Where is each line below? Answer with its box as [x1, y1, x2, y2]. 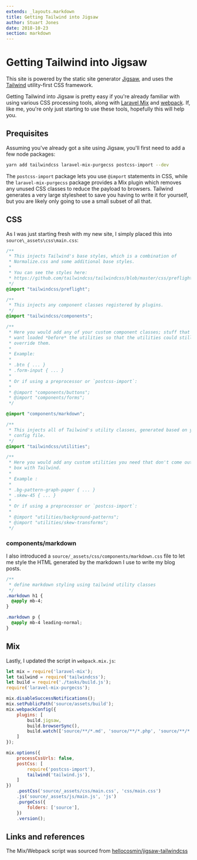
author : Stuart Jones [6, 19, 59, 25]
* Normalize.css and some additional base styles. [8, 259, 135, 265]
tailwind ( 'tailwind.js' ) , [27, 772, 91, 778]
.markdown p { [6, 614, 41, 621]
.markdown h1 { [6, 592, 43, 599]
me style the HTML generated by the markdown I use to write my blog [6, 558, 175, 565]
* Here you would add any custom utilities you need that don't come [8, 459, 182, 465]
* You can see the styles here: [8, 270, 88, 276]
